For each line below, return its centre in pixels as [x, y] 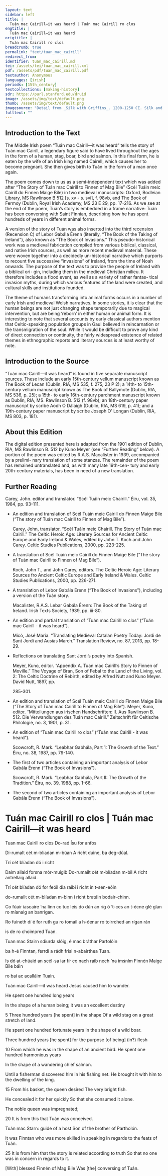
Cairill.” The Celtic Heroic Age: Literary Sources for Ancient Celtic [80, 534]
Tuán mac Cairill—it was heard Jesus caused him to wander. [67, 986]
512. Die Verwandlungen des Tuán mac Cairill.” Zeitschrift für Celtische [86, 717]
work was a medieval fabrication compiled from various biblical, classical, [81, 245]
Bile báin [14, 966]
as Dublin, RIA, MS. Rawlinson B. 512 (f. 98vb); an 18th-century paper [77, 400]
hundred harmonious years [33, 1055]
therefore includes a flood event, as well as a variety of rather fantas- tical [82, 277]
